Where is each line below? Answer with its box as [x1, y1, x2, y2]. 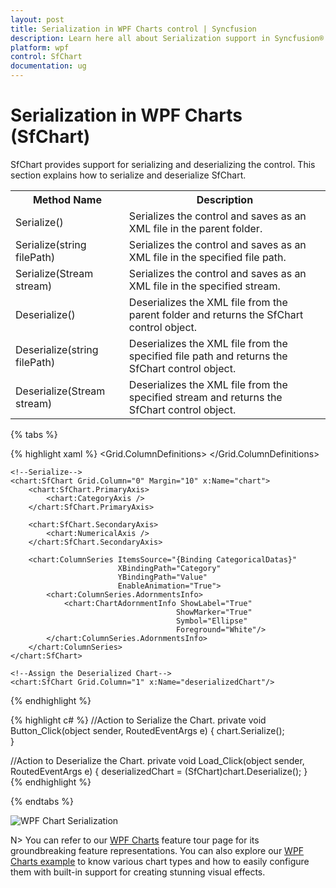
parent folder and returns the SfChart [128, 307, 304, 321]
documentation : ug [10, 61, 87, 71]
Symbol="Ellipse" [175, 616, 248, 626]
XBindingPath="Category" [117, 563, 222, 573]
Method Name [32, 192, 102, 206]
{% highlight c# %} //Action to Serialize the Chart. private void [10, 714, 267, 726]
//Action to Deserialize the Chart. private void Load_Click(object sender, [10, 754, 305, 766]
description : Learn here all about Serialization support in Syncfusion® [10, 33, 325, 43]
